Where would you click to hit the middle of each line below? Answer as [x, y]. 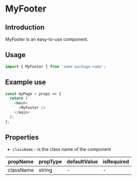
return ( [19, 98]
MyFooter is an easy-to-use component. [47, 39]
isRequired [116, 162]
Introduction [25, 27]
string [45, 170]
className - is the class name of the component [62, 149]
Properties [22, 138]
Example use [26, 82]
